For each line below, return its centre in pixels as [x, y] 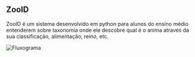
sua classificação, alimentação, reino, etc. [57, 36]
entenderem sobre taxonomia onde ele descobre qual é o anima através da [98, 30]
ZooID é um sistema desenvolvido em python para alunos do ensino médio [97, 24]
